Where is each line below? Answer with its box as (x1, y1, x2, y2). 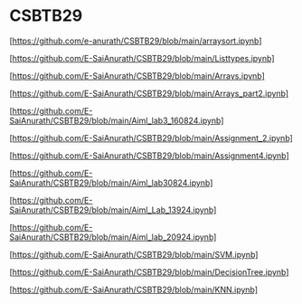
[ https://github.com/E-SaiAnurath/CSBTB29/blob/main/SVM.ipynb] (9, 249, 259, 260)
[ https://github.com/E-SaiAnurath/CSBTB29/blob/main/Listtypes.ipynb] (9, 52, 275, 63)
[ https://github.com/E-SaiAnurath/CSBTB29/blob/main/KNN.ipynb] (9, 284, 259, 295)
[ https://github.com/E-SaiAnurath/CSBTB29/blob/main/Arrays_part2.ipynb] (9, 88, 289, 99)
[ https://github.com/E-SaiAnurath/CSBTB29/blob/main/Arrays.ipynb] (9, 70, 265, 81)
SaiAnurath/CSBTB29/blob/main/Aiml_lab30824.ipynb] (9, 177, 213, 188)
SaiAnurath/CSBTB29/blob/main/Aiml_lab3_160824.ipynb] (9, 115, 224, 126)
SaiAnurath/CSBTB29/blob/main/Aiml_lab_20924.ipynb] (9, 232, 217, 242)
